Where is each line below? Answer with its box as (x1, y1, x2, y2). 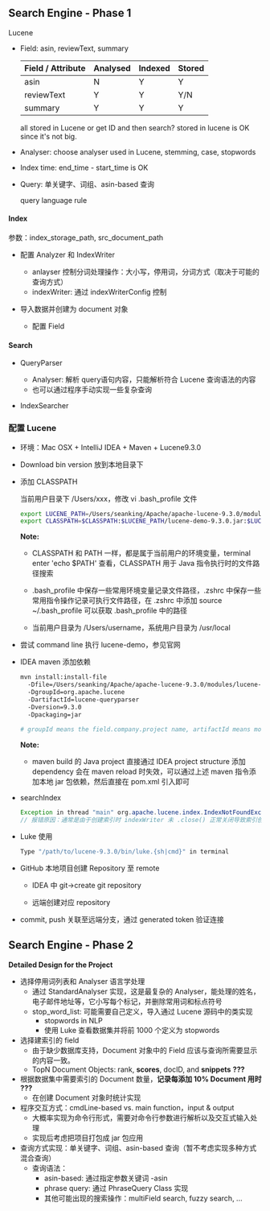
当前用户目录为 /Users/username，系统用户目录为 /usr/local (31, 623, 231, 633)
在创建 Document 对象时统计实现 (31, 1093, 141, 1102)
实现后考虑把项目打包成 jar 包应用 (31, 1133, 143, 1143)
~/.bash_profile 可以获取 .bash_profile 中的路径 (31, 605, 187, 615)
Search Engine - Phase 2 (8, 938, 134, 953)
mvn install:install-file (19, 673, 107, 681)
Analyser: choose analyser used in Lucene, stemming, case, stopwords (19, 147, 256, 156)
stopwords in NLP (43, 1015, 103, 1025)
